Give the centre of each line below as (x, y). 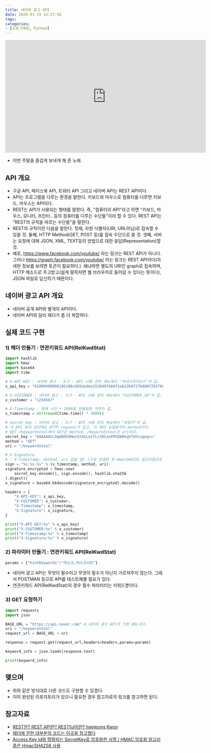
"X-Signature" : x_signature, (45, 511)
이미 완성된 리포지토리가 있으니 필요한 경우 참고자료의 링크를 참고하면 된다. (85, 696)
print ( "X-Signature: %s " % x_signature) (47, 538)
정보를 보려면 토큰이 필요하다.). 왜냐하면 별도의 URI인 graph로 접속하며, (92, 266)
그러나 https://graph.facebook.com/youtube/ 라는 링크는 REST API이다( (84, 260)
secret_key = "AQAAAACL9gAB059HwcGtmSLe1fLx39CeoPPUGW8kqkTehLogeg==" (80, 436)
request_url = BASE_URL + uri (37, 634)
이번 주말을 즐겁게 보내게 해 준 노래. (47, 160)
